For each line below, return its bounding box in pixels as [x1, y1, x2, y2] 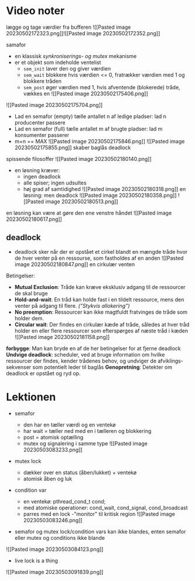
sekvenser [6, 363, 32, 371]
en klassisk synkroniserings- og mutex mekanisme [14, 52, 137, 59]
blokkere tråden [23, 78, 62, 85]
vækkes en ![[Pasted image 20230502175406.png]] [23, 90, 148, 97]
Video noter [6, 4, 65, 18]
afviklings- [158, 357, 183, 364]
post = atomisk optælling [23, 434, 84, 441]
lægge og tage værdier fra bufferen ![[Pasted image [6, 23, 131, 31]
